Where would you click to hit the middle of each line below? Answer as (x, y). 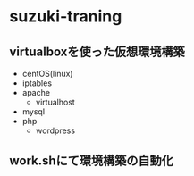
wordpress (55, 130)
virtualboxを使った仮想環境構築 (97, 51)
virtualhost (55, 102)
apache (36, 92)
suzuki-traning (66, 17)
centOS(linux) (47, 74)
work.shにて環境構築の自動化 (92, 161)
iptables (37, 83)
